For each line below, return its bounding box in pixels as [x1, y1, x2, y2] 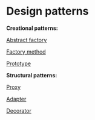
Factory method [6, 48, 47, 55]
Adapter [6, 95, 27, 102]
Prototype [6, 60, 31, 67]
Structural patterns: [6, 71, 57, 79]
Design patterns [6, 4, 89, 18]
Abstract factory [6, 36, 47, 43]
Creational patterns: [6, 24, 59, 32]
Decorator [6, 107, 31, 114]
